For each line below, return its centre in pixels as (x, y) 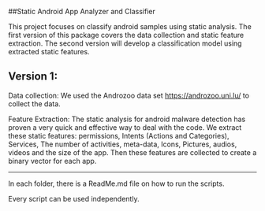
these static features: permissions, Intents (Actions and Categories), (119, 135)
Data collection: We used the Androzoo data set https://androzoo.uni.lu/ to (129, 95)
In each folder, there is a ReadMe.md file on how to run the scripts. (116, 183)
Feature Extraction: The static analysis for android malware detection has (127, 119)
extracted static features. (49, 52)
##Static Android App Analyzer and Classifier (82, 11)
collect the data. (34, 104)
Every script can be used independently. (74, 198)
